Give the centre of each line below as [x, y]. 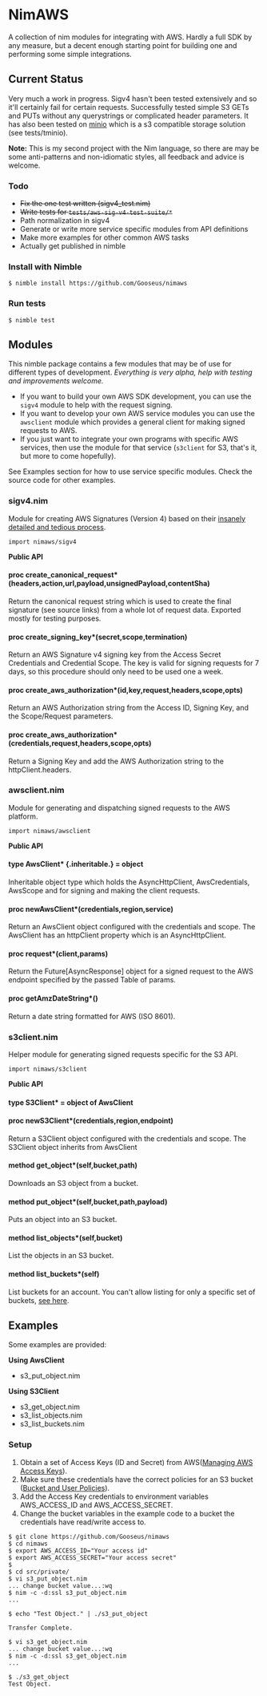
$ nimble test [32, 320]
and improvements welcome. [56, 381]
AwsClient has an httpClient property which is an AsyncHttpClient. [117, 935]
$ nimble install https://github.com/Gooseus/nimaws [98, 283]
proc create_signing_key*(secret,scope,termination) [98, 637]
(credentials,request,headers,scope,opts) [80, 743]
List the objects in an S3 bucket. [61, 1256]
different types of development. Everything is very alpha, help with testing [131, 372]
